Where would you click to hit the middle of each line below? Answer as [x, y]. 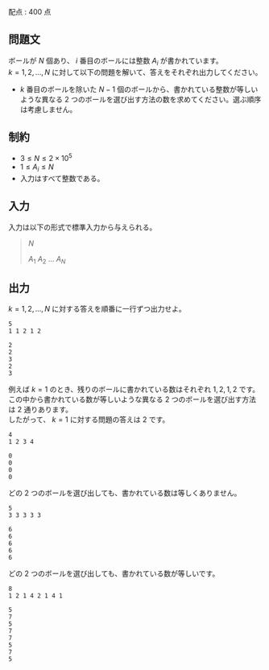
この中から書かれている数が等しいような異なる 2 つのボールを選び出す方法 [132, 399]
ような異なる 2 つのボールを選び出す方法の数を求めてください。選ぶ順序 [141, 99]
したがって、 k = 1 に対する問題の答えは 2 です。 [89, 420]
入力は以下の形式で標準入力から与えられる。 [83, 227]
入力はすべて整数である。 [62, 178]
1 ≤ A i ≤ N [37, 167]
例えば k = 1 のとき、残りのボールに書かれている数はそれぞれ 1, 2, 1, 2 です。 [134, 390]
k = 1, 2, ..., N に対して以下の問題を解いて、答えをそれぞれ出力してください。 [135, 72]
